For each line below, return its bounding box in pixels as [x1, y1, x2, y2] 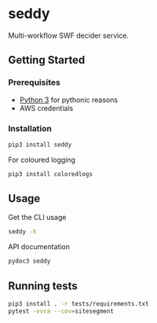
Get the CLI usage [8, 213, 67, 222]
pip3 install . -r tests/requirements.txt [8, 300, 149, 308]
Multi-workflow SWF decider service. [8, 31, 130, 40]
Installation [8, 123, 53, 134]
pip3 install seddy [8, 141, 72, 149]
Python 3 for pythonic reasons [19, 95, 119, 105]
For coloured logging [8, 155, 76, 164]
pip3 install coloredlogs [8, 170, 93, 178]
